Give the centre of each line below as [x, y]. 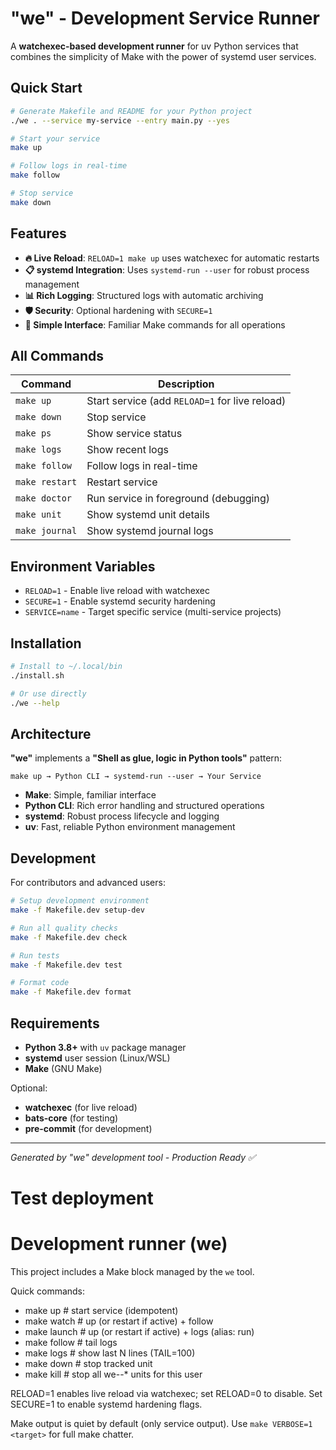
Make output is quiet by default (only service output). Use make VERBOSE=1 [161, 1424]
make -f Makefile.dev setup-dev [77, 910]
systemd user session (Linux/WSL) [97, 1058]
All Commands [57, 355]
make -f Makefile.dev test [66, 965]
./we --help [35, 703]
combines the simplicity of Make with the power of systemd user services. [163, 56]
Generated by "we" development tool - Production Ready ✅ [133, 1157]
